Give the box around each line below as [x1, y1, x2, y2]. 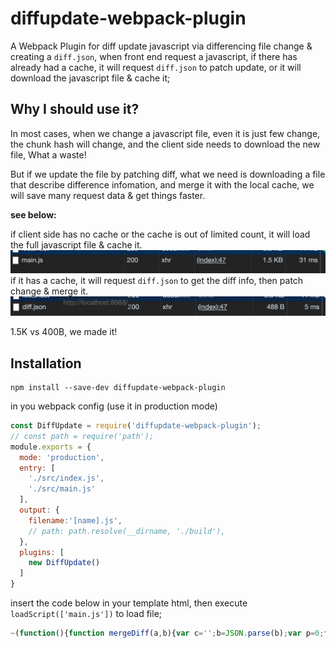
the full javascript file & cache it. [10, 238, 143, 251]
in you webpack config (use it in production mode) [10, 400, 218, 412]
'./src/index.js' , [28, 473, 105, 484]
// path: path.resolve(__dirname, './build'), [28, 526, 226, 536]
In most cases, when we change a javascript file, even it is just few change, [10, 127, 321, 139]
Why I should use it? [10, 101, 140, 118]
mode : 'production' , [19, 452, 105, 462]
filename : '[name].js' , [28, 515, 123, 526]
